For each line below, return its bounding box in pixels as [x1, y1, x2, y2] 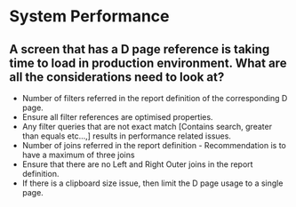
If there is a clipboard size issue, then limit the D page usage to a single [21, 178, 284, 188]
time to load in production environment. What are [9, 55, 287, 70]
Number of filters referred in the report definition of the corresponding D [21, 93, 288, 103]
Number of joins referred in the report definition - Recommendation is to [21, 140, 286, 150]
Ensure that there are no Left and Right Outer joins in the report [21, 159, 253, 170]
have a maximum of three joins [21, 149, 135, 160]
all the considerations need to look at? [9, 69, 225, 84]
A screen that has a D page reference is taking [9, 42, 270, 57]
